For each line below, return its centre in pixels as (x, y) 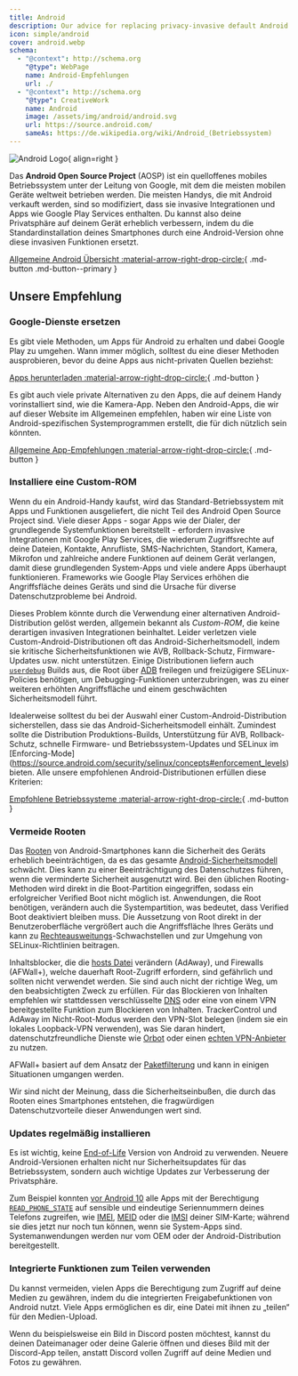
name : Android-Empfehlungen (77, 76)
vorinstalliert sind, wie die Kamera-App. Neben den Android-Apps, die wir (144, 404)
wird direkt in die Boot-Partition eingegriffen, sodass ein (151, 889)
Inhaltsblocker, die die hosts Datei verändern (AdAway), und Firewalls (137, 962)
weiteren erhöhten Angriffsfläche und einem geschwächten (118, 688)
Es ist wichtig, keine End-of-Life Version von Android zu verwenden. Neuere (149, 1153)
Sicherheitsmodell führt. (53, 698)
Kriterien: (26, 781)
